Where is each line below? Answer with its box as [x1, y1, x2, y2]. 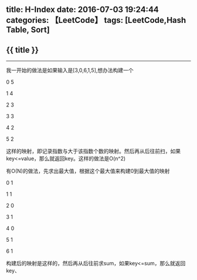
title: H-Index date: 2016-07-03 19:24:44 [6, 5, 159, 15]
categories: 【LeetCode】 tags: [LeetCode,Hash [6, 15, 186, 25]
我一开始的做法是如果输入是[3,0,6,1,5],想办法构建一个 [6, 67, 134, 74]
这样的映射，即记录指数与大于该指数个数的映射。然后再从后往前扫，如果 [6, 148, 181, 155]
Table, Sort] [6, 25, 50, 35]
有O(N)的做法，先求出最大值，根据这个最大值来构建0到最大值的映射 [6, 168, 170, 175]
